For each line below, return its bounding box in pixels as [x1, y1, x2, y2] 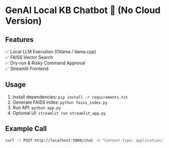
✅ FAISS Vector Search [5, 54, 53, 60]
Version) [5, 15, 42, 27]
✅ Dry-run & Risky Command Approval [5, 60, 86, 66]
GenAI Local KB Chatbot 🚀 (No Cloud [5, 5, 161, 16]
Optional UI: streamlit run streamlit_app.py [12, 110, 106, 116]
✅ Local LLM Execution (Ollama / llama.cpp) [5, 49, 97, 54]
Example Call [5, 124, 47, 133]
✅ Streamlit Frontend [5, 65, 49, 71]
